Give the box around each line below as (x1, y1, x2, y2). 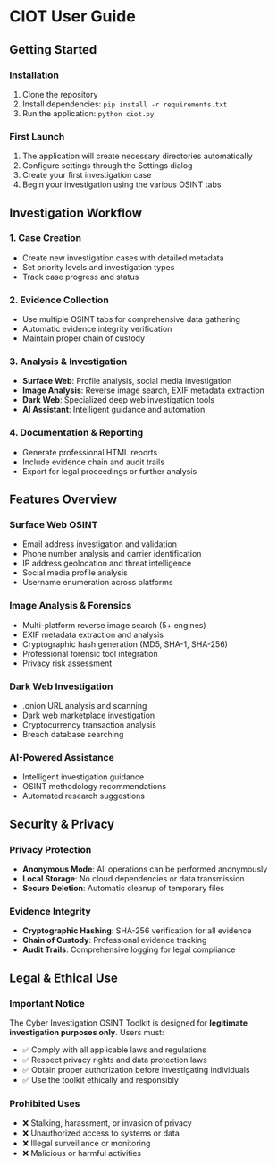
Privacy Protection (9, 843, 92, 855)
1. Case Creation (9, 232, 82, 244)
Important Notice (9, 997, 85, 1009)
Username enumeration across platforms (21, 577, 173, 588)
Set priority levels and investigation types (21, 261, 175, 272)
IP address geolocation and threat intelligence (21, 557, 192, 569)
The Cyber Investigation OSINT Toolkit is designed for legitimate (9, 1017, 248, 1028)
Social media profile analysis (21, 567, 128, 578)
